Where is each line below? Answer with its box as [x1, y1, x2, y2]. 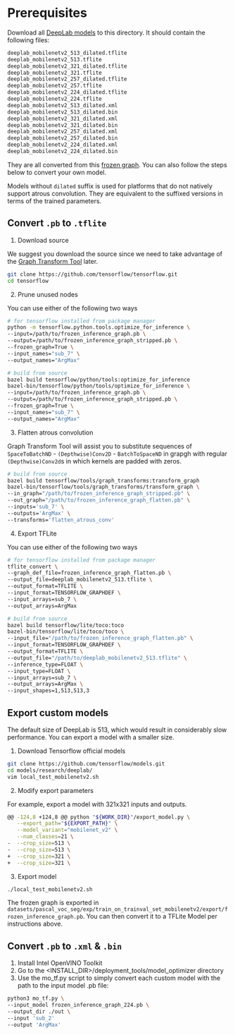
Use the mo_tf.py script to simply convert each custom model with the [17, 974, 221, 982]
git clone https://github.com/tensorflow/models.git [7, 760, 165, 767]
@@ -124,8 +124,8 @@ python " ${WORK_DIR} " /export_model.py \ [7, 813, 191, 821]
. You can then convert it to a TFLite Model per [82, 912, 218, 921]
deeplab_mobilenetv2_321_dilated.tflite [7, 62, 128, 70]
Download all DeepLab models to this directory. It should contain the [7, 28, 205, 37]
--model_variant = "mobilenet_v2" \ [16, 827, 118, 834]
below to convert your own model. [7, 168, 107, 176]
